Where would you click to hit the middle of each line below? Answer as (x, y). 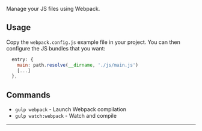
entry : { (23, 59)
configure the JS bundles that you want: (56, 48)
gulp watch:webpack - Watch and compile (66, 116)
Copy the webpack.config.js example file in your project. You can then (93, 42)
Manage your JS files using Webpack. (53, 9)
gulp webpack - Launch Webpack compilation (71, 109)
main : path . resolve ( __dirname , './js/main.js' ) (78, 65)
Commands (29, 95)
